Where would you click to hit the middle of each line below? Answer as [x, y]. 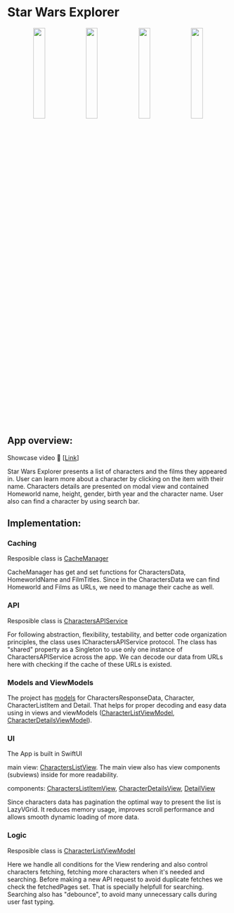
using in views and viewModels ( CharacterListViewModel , [91, 713]
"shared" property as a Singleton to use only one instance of [95, 649]
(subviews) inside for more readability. [63, 775]
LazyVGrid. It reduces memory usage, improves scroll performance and [111, 810]
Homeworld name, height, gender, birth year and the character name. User [115, 494]
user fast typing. [31, 902]
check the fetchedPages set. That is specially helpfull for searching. [105, 886]
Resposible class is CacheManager [58, 558]
